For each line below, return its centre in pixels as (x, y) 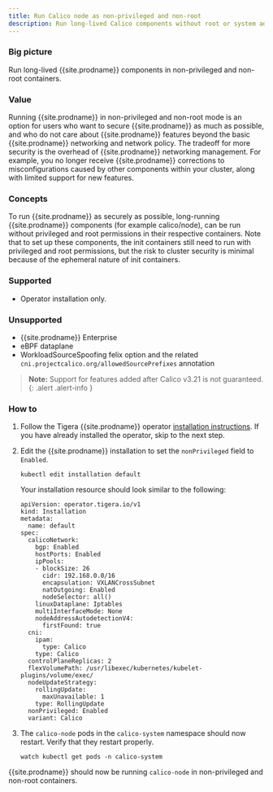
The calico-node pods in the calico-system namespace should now (133, 733)
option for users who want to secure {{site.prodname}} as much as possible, (136, 126)
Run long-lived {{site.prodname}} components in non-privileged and (123, 69)
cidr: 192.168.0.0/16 (78, 576)
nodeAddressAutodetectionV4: (84, 619)
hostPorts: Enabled (68, 554)
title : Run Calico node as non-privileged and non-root (105, 16)
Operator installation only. (63, 299)
